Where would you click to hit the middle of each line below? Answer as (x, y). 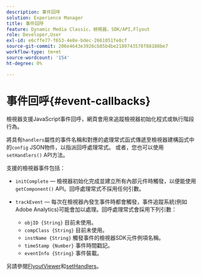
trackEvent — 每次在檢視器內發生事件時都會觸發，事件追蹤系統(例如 (101, 202)
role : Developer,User (34, 35)
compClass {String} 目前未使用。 (66, 230)
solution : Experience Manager (45, 18)
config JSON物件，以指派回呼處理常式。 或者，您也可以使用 (88, 147)
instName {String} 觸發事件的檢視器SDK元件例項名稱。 (94, 238)
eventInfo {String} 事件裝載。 (63, 253)
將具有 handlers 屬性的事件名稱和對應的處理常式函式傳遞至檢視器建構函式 (98, 140)
